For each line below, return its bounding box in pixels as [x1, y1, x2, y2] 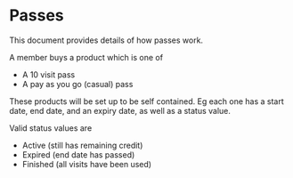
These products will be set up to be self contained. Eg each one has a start [9, 95, 285, 107]
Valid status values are [9, 122, 93, 133]
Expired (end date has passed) [21, 149, 135, 160]
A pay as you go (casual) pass [21, 78, 134, 89]
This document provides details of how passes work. [9, 35, 203, 45]
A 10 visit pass [21, 69, 76, 80]
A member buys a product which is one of [9, 52, 163, 62]
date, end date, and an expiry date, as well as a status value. [9, 105, 232, 116]
